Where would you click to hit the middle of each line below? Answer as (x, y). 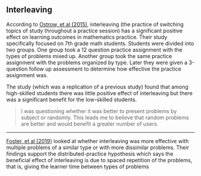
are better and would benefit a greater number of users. (89, 124)
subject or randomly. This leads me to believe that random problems (105, 117)
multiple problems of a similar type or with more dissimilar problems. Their (98, 147)
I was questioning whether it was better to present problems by (99, 111)
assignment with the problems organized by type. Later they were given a (97, 62)
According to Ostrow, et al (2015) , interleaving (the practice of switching (95, 24)
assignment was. (27, 75)
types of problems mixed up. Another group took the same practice (89, 56)
